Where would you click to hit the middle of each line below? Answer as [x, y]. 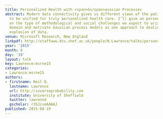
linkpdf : [14, 41]
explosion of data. [29, 32]
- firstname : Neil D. [27, 82]
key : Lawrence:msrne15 [28, 64]
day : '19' [15, 55]
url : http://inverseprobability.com [46, 91]
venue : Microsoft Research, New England [47, 37]
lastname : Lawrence [29, 86]
